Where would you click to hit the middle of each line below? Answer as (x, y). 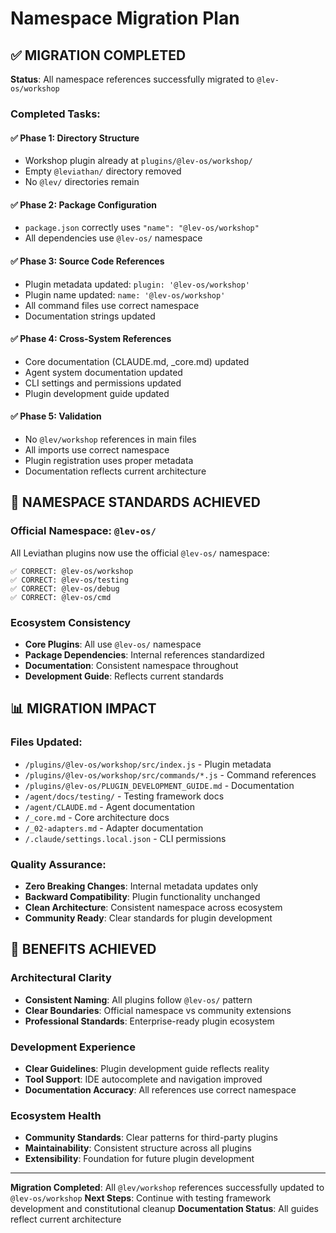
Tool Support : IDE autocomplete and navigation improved (143, 1079)
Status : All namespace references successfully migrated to (132, 79)
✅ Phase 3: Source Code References (87, 261)
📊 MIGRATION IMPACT (83, 708)
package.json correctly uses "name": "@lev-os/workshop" (142, 228)
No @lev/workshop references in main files (110, 439)
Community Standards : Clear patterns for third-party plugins (151, 1138)
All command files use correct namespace (112, 305)
